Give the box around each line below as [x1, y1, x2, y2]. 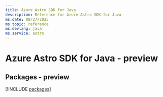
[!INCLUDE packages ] [5, 86, 51, 92]
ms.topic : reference [5, 21, 49, 27]
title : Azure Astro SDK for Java [5, 7, 76, 13]
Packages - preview [5, 73, 70, 81]
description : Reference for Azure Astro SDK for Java [5, 12, 122, 17]
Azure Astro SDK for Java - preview [5, 53, 158, 64]
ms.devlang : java [5, 26, 42, 31]
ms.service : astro [5, 31, 44, 36]
